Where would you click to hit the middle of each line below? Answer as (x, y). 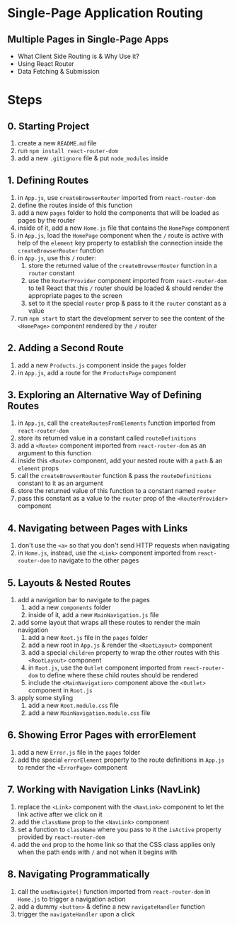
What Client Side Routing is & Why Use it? (78, 56)
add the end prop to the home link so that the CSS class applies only (116, 844)
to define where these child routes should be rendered (119, 675)
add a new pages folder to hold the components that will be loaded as (118, 212)
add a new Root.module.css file (73, 705)
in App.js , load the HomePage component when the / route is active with (121, 235)
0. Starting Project (48, 126)
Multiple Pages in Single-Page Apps (88, 39)
